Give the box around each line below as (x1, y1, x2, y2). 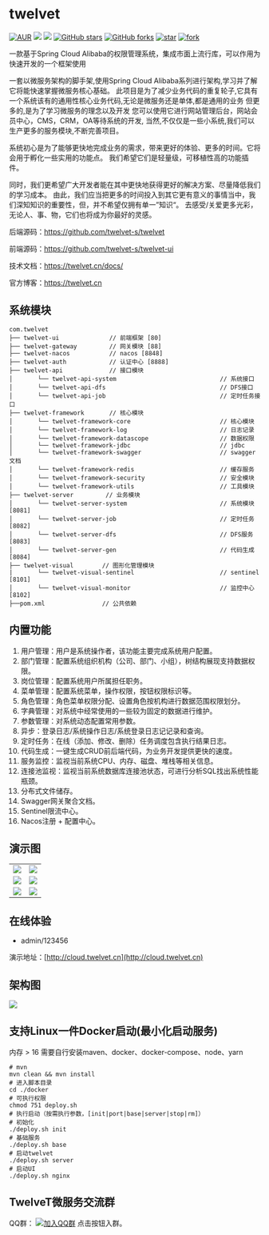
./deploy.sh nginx (9, 1172, 70, 1180)
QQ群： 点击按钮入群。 (9, 1218, 127, 1228)
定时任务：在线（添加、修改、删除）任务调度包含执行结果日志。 (20, 736, 231, 745)
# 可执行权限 (9, 1094, 46, 1102)
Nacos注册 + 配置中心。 (20, 816, 101, 825)
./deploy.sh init (9, 1125, 67, 1133)
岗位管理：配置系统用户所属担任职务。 (20, 676, 147, 685)
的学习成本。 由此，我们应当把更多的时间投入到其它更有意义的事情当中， (9, 190, 249, 199)
